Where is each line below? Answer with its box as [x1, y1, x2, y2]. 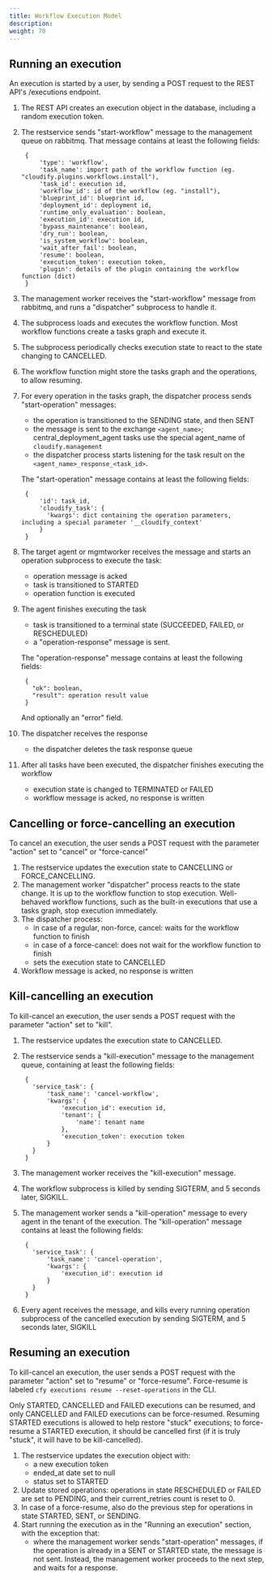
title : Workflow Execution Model [9, 11, 122, 20]
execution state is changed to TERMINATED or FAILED [32, 784, 214, 794]
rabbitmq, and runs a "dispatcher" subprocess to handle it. [20, 302, 217, 313]
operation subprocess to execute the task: [20, 555, 163, 565]
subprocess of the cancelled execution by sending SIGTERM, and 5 [20, 1313, 246, 1323]
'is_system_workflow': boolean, [39, 237, 149, 245]
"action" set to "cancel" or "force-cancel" [9, 847, 149, 857]
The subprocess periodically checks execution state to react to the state [20, 343, 262, 352]
